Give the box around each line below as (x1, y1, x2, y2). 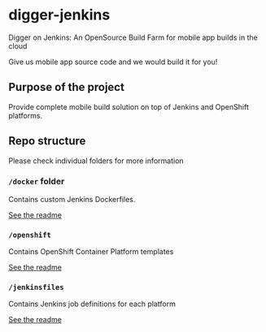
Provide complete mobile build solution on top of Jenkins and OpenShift (8, 101, 250, 111)
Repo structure (8, 134, 86, 148)
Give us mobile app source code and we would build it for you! (8, 57, 218, 67)
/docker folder (8, 176, 65, 188)
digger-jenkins (8, 6, 111, 24)
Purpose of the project (8, 80, 124, 94)
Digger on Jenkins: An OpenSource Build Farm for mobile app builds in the (8, 32, 258, 42)
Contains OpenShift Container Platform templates (8, 247, 174, 257)
